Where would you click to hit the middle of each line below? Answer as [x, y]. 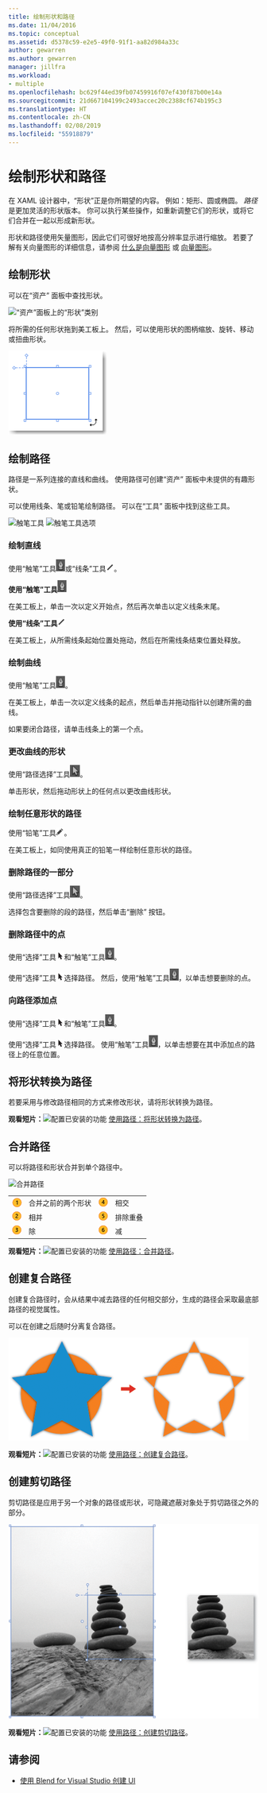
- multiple [26, 83]
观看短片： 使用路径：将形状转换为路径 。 [107, 1119]
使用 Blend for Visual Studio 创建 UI [77, 1780]
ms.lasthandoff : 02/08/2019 [55, 126]
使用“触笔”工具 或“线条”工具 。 [65, 568]
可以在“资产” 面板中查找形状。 [58, 295]
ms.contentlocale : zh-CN [49, 118]
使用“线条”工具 [33, 623]
